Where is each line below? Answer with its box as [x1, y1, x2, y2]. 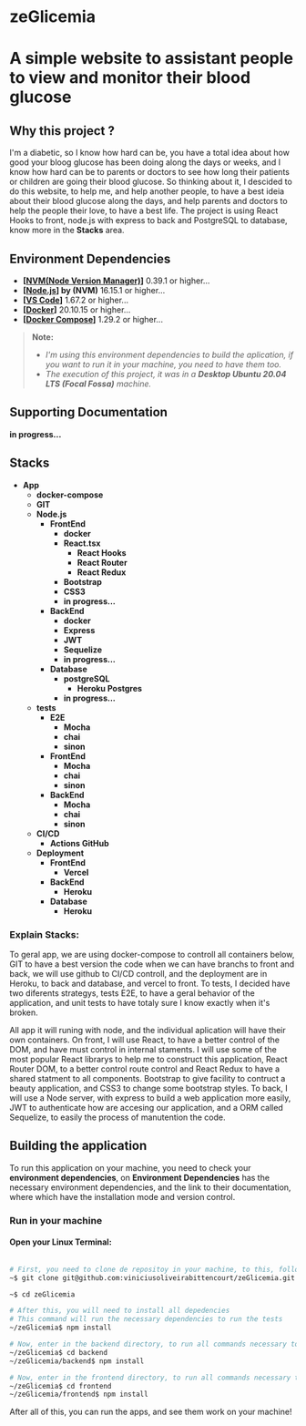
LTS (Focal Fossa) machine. [45, 378, 152, 389]
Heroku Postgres [76, 682, 143, 693]
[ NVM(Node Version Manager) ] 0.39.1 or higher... [22, 275, 210, 286]
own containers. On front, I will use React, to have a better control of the [9, 1034, 280, 1045]
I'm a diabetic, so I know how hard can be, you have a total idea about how [9, 148, 290, 159]
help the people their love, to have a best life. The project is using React [9, 205, 279, 216]
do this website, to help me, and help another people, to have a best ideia [9, 186, 285, 197]
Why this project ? [9, 123, 116, 138]
